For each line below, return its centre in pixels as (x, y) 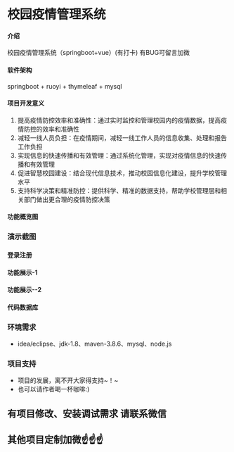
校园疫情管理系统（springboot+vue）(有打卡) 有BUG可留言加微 (99, 53)
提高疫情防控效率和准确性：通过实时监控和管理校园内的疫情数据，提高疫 (122, 120)
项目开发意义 (26, 103)
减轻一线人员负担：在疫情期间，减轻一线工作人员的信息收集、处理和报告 (122, 137)
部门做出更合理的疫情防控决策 (67, 199)
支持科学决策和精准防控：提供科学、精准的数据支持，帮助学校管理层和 (119, 190)
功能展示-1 (22, 272)
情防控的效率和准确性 (48, 129)
